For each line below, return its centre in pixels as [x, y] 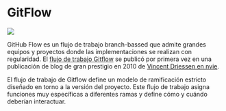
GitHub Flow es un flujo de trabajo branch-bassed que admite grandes [107, 44]
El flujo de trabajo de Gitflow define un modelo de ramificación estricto [107, 79]
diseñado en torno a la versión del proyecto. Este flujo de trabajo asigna [109, 86]
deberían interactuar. [37, 101]
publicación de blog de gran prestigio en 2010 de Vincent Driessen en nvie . [113, 66]
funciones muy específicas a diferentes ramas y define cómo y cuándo [107, 94]
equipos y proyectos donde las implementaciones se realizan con [100, 51]
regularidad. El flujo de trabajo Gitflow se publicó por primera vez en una [110, 59]
